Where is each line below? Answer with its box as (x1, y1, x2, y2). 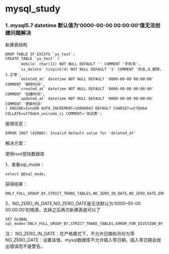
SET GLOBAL (5, 217, 28, 222)
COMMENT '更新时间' (5, 102, 43, 107)
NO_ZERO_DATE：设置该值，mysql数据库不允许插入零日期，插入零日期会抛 (5, 237, 161, 243)
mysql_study (5, 3, 60, 15)
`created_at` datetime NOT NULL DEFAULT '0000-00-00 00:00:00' (18, 87, 154, 92)
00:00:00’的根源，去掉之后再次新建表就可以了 (5, 207, 101, 213)
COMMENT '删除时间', (5, 82, 45, 87)
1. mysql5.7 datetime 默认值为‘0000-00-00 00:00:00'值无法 (5, 22, 155, 29)
